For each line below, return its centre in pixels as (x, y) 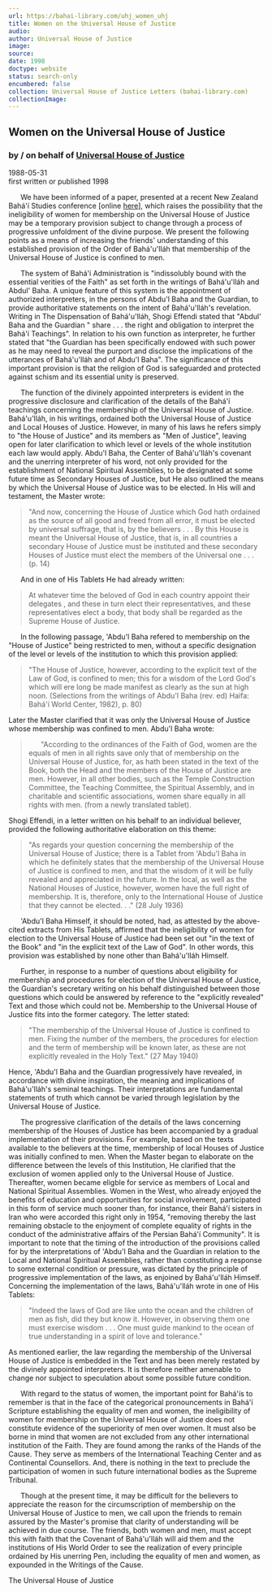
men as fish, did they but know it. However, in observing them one (139, 1319)
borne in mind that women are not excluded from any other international (129, 1436)
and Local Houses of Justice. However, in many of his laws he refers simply (135, 426)
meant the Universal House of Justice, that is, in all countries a (133, 538)
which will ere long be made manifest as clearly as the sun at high (138, 686)
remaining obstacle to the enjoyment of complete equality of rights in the (130, 1225)
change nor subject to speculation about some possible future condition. (130, 1378)
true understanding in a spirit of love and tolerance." (115, 1336)
